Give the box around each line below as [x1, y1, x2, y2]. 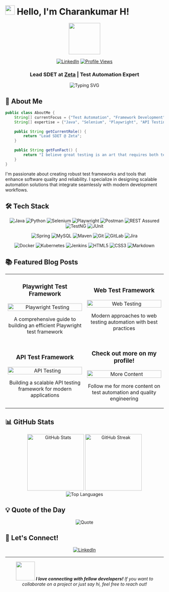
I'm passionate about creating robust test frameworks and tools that [5, 171, 146, 177]
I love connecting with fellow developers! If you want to [36, 576, 153, 582]
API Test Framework [16, 353, 74, 361]
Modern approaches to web [91, 312, 157, 319]
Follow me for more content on [88, 382, 160, 389]
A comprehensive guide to [14, 316, 76, 323]
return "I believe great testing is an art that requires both [23, 152, 158, 157]
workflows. [5, 186, 29, 193]
